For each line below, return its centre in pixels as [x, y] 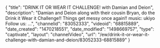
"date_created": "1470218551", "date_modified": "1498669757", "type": [80, 29]
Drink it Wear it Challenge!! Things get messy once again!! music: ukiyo [80, 18]
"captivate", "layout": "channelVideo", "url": [51, 34]
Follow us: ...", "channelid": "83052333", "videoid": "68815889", [72, 23]
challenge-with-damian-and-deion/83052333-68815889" [66, 40]
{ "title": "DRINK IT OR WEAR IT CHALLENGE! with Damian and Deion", [79, 7]
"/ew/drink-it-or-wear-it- [124, 34]
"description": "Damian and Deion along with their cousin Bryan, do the [80, 13]
